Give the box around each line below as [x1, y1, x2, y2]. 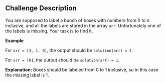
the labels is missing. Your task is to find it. [5, 27, 93, 34]
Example [5, 37, 24, 43]
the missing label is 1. [5, 72, 49, 78]
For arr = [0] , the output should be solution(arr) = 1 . [5, 57, 119, 63]
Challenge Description [5, 4, 77, 12]
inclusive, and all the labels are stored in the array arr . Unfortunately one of [5, 22, 161, 28]
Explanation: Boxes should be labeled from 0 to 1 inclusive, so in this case [5, 66, 159, 72]
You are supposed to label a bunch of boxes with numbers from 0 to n [5, 17, 149, 23]
